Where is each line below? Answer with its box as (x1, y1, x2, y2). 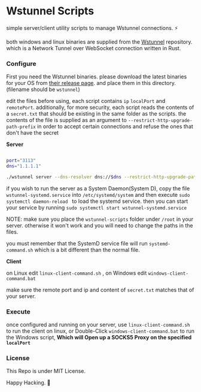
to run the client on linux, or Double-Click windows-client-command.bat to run (6, 327, 195, 335)
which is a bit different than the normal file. (34, 246, 141, 253)
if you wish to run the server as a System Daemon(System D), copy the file (6, 184, 190, 192)
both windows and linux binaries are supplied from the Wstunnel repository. (6, 38, 193, 45)
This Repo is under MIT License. (6, 367, 86, 375)
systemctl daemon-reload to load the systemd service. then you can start (6, 197, 188, 205)
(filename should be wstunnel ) (6, 86, 81, 93)
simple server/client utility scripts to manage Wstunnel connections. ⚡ (6, 24, 178, 31)
